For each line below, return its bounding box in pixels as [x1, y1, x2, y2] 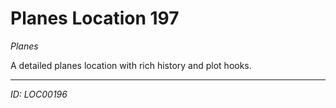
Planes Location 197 [10, 7, 180, 30]
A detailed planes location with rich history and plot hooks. [10, 59, 252, 71]
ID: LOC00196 [10, 88, 68, 100]
